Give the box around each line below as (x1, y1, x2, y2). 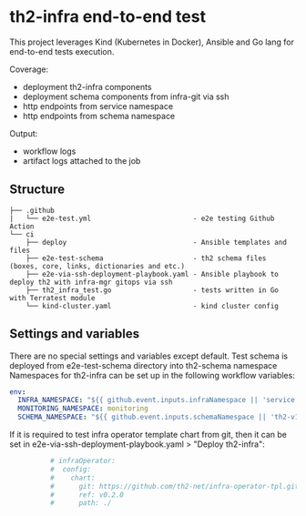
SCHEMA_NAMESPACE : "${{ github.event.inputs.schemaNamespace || (17, 412, 267, 422)
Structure (9, 182, 66, 197)
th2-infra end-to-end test (9, 6, 207, 27)
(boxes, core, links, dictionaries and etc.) (9, 261, 185, 270)
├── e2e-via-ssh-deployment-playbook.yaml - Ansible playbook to (25, 269, 280, 278)
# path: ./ (49, 499, 112, 508)
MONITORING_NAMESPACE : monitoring (17, 404, 148, 413)
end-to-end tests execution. (9, 46, 115, 56)
